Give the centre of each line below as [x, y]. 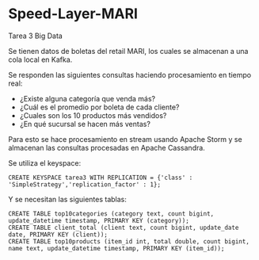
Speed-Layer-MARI [73, 14]
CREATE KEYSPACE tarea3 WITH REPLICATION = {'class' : [101, 178]
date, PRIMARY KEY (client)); [58, 235]
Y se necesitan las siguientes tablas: [67, 199]
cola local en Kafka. [40, 59]
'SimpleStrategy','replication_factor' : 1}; [84, 184]
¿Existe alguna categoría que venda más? [88, 98]
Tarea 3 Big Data [36, 36]
